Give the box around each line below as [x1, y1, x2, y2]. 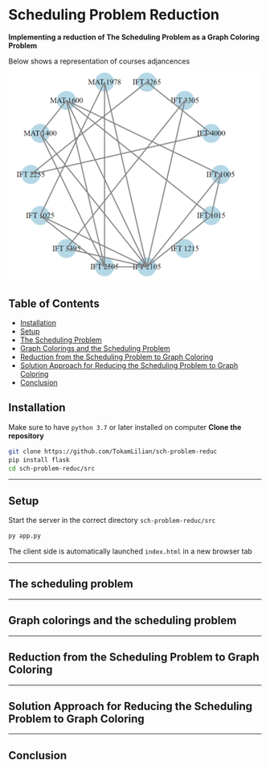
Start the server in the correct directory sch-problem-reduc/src [8, 516, 216, 525]
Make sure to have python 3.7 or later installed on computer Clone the [8, 422, 242, 431]
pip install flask [8, 455, 70, 464]
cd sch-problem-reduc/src [8, 464, 95, 472]
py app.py [8, 532, 42, 540]
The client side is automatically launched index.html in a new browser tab [8, 546, 253, 556]
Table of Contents [8, 296, 100, 310]
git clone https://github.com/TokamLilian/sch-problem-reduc [8, 447, 218, 455]
